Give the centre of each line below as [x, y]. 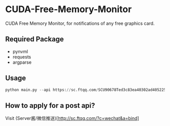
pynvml [20, 51]
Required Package [35, 39]
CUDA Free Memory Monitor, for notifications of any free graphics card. [80, 23]
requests [22, 57]
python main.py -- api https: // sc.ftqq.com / [52, 90]
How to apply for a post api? [50, 106]
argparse [22, 62]
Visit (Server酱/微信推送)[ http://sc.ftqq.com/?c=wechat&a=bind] [72, 118]
